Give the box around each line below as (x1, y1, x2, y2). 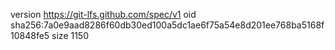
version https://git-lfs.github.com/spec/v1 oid (10, 9, 197, 20)
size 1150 (51, 30, 90, 41)
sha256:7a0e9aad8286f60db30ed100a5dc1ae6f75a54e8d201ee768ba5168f (10, 19, 325, 31)
